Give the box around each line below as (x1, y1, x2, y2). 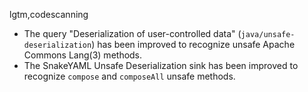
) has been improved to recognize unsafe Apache (91, 39, 296, 50)
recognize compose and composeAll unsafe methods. (23, 70, 236, 82)
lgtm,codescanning (9, 9, 89, 20)
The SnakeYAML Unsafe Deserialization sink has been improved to (23, 60, 299, 71)
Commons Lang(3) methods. (23, 49, 143, 61)
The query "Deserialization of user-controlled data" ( (23, 28, 242, 39)
